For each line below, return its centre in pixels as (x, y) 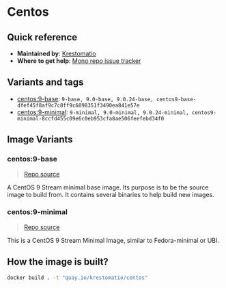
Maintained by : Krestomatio (57, 53)
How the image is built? (58, 262)
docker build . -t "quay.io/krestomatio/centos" (77, 278)
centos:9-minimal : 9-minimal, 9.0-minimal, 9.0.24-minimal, (103, 112)
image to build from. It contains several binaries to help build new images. (111, 194)
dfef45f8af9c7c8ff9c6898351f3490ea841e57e (78, 105)
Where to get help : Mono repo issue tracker (79, 61)
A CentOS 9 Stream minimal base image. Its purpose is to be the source (108, 187)
